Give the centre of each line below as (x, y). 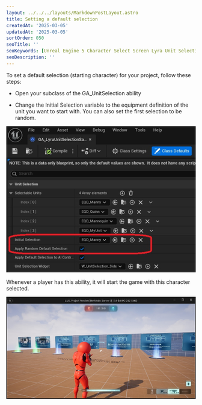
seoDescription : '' (31, 57)
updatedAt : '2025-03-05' (37, 32)
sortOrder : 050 (25, 38)
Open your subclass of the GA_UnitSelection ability (78, 93)
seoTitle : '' (23, 45)
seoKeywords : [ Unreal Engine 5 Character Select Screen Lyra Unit (91, 51)
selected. (18, 288)
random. (25, 118)
